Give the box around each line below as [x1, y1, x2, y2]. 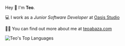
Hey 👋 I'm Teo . [5, 5, 35, 10]
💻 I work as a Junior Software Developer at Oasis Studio [5, 15, 120, 20]
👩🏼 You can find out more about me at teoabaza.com [5, 26, 112, 31]
